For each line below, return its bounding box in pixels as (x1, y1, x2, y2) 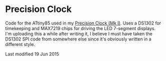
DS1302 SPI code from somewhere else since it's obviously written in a (5, 36, 151, 42)
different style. (5, 41, 35, 47)
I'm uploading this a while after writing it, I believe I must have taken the (5, 30, 152, 36)
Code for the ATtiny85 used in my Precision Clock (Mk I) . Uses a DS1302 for (5, 20, 161, 26)
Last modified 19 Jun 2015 (5, 51, 59, 57)
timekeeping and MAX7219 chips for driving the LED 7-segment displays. (5, 25, 156, 31)
